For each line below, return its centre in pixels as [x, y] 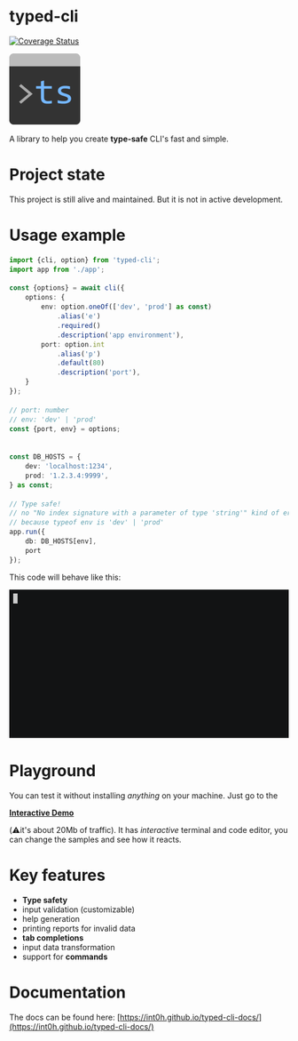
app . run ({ [27, 532]
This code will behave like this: [65, 577]
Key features [58, 875]
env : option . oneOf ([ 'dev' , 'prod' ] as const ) [127, 307]
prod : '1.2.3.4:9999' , [67, 476]
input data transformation [68, 947]
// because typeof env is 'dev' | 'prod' [87, 523]
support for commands [65, 957]
